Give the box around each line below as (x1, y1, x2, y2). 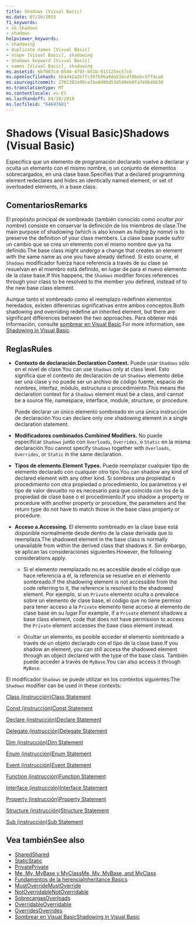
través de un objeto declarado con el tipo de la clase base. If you (23, 640, 178, 647)
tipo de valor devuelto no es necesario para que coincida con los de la (14, 487, 184, 494)
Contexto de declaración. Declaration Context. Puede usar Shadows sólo (14, 359, 190, 367)
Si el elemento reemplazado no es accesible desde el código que (23, 566, 181, 573)
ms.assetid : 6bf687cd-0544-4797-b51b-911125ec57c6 (6, 69, 132, 74)
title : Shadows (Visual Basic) (6, 8, 82, 15)
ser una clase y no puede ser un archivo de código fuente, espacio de (14, 378, 184, 385)
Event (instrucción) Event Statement (6, 762, 92, 769)
